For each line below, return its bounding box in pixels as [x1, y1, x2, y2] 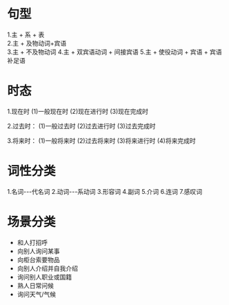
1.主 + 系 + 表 [7, 30, 45, 39]
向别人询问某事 [17, 246, 60, 255]
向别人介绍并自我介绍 [17, 264, 78, 273]
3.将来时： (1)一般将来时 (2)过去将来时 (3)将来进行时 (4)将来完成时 [7, 136, 196, 145]
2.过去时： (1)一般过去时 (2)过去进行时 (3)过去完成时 [7, 121, 156, 130]
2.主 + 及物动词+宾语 [7, 39, 67, 47]
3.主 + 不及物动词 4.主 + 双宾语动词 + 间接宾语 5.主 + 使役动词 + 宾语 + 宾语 [7, 48, 222, 56]
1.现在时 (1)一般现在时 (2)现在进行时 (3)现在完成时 [7, 107, 149, 115]
